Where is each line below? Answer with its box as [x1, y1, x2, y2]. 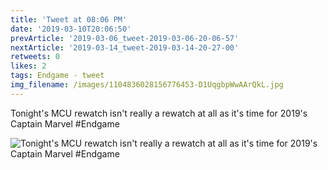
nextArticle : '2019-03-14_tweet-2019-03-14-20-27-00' [10, 42, 240, 53]
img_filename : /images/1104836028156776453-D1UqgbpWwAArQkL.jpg [10, 80, 284, 90]
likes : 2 [10, 61, 47, 71]
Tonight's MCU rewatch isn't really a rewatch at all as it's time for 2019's [10, 107, 308, 119]
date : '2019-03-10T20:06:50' [10, 24, 132, 34]
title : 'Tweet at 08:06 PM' [10, 14, 128, 25]
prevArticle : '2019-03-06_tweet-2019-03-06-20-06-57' [10, 33, 240, 43]
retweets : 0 [10, 52, 60, 62]
